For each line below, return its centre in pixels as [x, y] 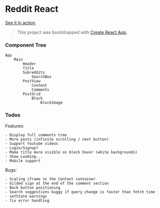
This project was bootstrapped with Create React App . [72, 32]
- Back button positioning [33, 188]
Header [30, 64]
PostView [32, 81]
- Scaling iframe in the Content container [50, 179]
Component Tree [26, 45]
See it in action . [21, 23]
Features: [15, 126]
